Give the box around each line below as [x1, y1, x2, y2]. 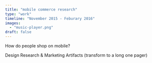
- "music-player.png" [9, 25, 54, 30]
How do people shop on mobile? [5, 43, 70, 48]
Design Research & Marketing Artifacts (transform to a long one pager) [5, 52, 148, 58]
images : [5, 20, 21, 26]
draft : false [5, 30, 32, 34]
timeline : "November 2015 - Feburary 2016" [5, 16, 95, 21]
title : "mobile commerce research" [5, 7, 78, 12]
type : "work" [5, 12, 32, 16]
